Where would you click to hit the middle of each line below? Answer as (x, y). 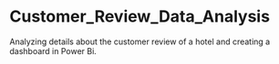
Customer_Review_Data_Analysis (140, 17)
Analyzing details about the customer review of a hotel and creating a (140, 41)
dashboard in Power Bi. (53, 50)
